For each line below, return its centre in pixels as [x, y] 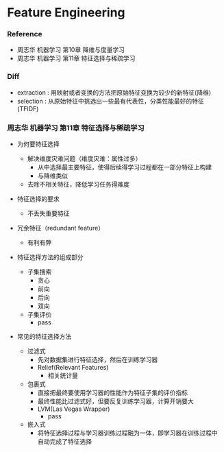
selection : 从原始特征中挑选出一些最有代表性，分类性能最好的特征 [110, 101]
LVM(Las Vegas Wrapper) [74, 409]
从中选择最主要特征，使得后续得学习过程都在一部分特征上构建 [125, 167]
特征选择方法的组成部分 [50, 257]
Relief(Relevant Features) [73, 368]
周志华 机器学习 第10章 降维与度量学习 [71, 50]
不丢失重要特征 [48, 213]
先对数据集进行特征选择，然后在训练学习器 [98, 360]
